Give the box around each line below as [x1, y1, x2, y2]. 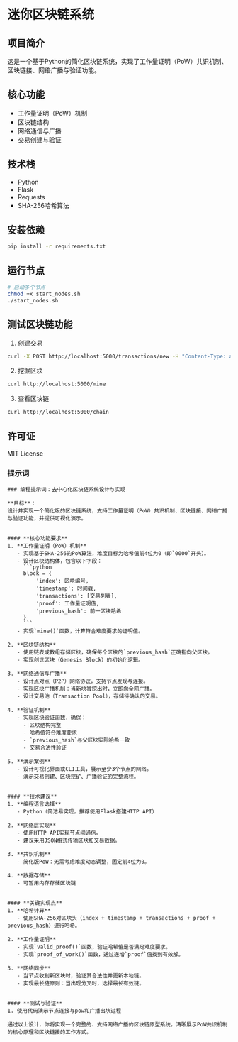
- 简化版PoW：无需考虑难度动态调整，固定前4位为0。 [16, 858, 150, 866]
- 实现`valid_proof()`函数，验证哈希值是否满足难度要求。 [16, 943, 171, 951]
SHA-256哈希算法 [17, 201, 69, 209]
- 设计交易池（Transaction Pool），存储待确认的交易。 [16, 693, 161, 700]
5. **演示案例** [7, 758, 51, 765]
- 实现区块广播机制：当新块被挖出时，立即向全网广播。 [16, 686, 156, 693]
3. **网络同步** [7, 965, 51, 972]
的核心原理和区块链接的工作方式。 [7, 1029, 92, 1036]
